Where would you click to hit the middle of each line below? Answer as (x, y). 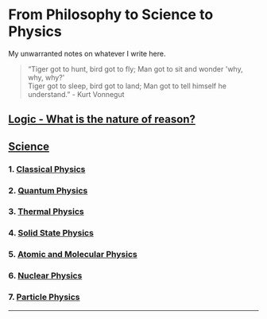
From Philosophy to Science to (111, 15)
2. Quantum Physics (48, 190)
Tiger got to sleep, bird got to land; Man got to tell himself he (127, 86)
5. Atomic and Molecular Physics (73, 255)
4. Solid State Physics (51, 233)
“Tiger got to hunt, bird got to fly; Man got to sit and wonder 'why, (135, 68)
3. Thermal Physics (46, 212)
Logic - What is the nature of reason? (102, 120)
